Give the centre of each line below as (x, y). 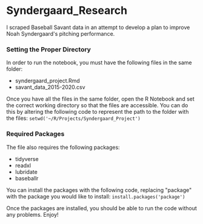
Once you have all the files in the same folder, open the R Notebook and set (101, 99)
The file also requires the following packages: (63, 147)
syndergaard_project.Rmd (47, 81)
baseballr (27, 178)
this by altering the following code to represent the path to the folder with (98, 112)
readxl (23, 165)
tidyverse (27, 159)
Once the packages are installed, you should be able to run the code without (101, 208)
